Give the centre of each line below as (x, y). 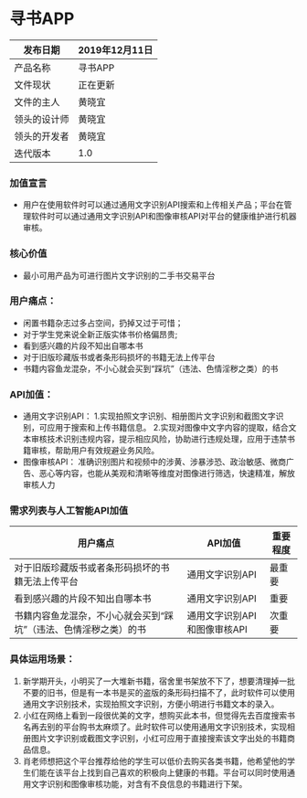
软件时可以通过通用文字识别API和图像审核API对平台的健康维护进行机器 (164, 217)
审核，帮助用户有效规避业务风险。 (95, 451)
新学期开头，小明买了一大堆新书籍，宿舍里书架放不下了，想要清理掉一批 (159, 681)
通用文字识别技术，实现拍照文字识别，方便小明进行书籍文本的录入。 (151, 704)
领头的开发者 (42, 136)
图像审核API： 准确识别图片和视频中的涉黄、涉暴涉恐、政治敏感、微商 (154, 462)
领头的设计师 (42, 119)
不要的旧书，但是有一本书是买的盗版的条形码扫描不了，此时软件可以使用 (159, 692)
